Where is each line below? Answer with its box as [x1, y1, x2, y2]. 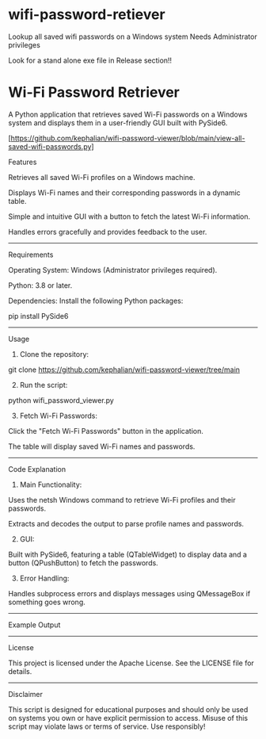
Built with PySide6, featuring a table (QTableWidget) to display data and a [8, 549, 248, 559]
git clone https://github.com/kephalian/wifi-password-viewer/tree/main [8, 365, 240, 374]
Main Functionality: [19, 480, 82, 489]
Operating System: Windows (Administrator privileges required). [8, 265, 218, 274]
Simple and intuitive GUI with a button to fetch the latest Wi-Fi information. [8, 212, 251, 221]
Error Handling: [19, 573, 70, 583]
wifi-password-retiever [8, 6, 165, 24]
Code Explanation [8, 464, 66, 473]
